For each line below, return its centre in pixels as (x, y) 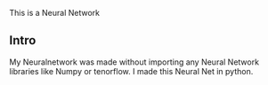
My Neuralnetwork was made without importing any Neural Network (134, 62)
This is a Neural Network (55, 13)
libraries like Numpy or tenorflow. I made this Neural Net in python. (131, 71)
